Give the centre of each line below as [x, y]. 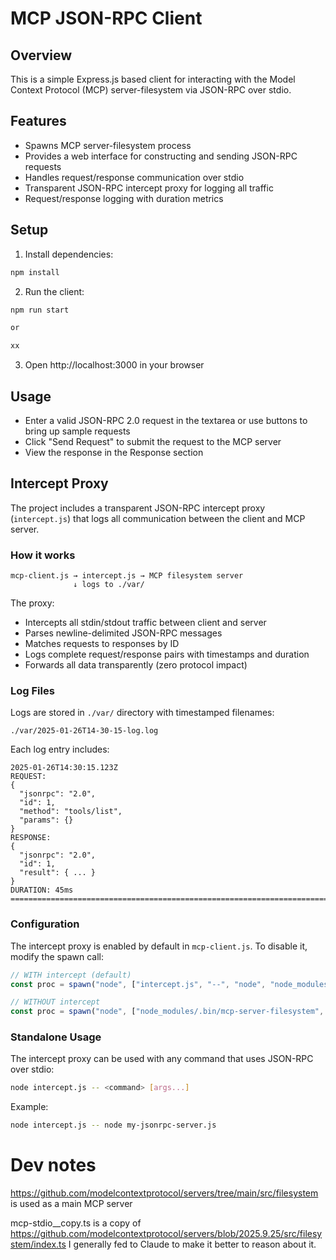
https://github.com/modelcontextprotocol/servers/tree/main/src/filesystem [164, 1193]
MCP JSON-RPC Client [106, 18]
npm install [35, 272]
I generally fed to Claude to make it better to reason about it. [192, 1244]
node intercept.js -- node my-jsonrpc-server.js [113, 1125]
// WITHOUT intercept [55, 1002]
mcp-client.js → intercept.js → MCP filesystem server [127, 576]
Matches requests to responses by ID [102, 644]
